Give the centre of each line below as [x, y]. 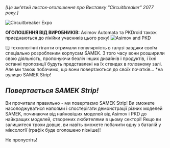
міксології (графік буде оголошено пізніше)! [53, 130]
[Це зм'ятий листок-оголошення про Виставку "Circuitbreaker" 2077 [80, 7]
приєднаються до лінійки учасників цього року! [57, 38]
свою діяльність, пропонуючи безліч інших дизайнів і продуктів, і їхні [81, 58]
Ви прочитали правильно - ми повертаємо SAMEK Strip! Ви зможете [80, 103]
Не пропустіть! [21, 140]
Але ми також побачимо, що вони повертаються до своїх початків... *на [84, 69]
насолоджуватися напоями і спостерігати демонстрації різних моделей [84, 108]
